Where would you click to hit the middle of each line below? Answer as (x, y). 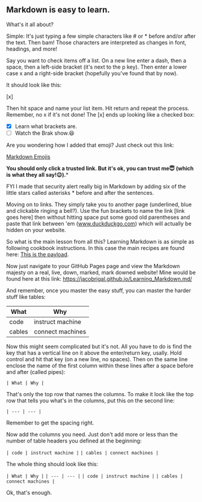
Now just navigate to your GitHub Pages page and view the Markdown (93, 266)
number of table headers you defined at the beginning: (74, 441)
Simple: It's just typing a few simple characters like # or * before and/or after (101, 36)
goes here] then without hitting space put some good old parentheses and (98, 217)
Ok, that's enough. (29, 492)
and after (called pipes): (36, 372)
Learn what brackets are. (46, 126)
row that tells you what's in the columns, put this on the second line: (90, 400)
